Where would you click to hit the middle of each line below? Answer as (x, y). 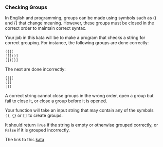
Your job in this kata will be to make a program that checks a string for (75, 37)
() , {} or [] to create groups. (34, 115)
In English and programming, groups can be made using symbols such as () (81, 18)
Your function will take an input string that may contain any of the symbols (80, 110)
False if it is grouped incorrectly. (37, 130)
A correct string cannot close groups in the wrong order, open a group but (79, 96)
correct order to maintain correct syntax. (46, 28)
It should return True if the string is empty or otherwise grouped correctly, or (81, 125)
